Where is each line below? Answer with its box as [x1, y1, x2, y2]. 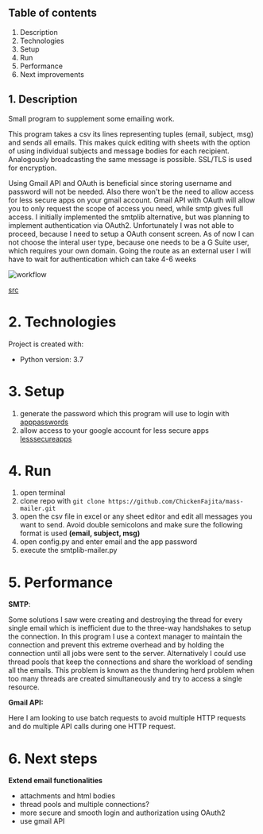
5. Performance [8, 573, 114, 591]
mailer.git [19, 504, 56, 513]
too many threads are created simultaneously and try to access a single [8, 674, 242, 684]
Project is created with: [8, 339, 84, 349]
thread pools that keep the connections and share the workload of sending [8, 657, 253, 666]
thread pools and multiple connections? [19, 800, 149, 809]
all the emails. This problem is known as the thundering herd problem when [8, 666, 255, 675]
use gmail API [19, 817, 65, 826]
